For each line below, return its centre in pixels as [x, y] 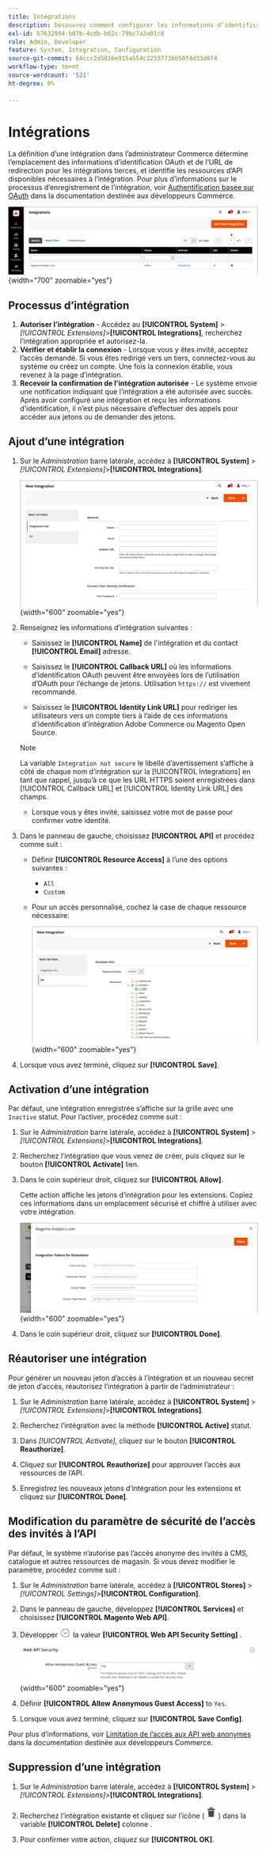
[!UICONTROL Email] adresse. [81, 651]
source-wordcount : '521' [49, 75]
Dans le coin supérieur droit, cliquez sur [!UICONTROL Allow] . [121, 1180]
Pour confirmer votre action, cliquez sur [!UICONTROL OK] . [117, 1839]
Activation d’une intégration [79, 1089]
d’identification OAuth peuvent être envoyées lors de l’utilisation [135, 675]
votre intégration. [48, 1212]
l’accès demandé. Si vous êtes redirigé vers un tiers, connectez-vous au [137, 358]
